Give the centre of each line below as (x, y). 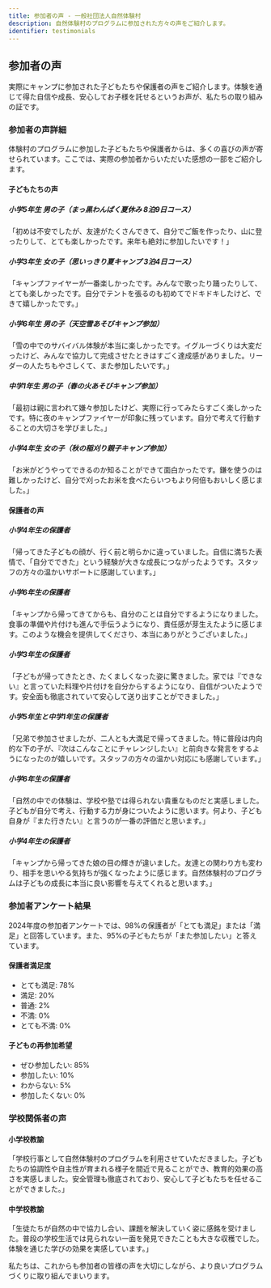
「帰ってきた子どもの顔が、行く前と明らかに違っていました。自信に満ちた (132, 552)
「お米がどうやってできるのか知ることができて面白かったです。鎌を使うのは (135, 469)
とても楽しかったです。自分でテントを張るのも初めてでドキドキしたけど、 (131, 294)
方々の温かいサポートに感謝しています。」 (91, 572)
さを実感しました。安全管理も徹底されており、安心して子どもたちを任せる (132, 1179)
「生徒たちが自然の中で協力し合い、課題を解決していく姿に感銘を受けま (129, 1229)
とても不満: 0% (45, 1025)
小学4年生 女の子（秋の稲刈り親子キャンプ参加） (90, 448)
